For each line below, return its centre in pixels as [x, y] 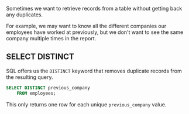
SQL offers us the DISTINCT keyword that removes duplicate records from [94, 71]
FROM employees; [37, 93]
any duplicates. [24, 15]
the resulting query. [30, 77]
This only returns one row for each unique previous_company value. [86, 104]
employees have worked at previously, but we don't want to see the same [95, 32]
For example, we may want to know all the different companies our [86, 26]
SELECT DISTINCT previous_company [48, 88]
